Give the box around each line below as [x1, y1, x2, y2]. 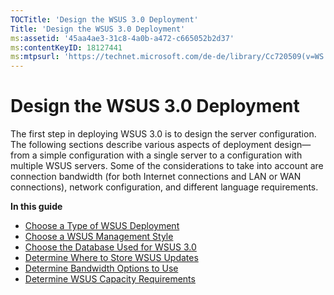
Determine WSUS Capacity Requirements [24, 273, 196, 285]
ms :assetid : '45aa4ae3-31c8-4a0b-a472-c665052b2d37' [10, 33, 235, 43]
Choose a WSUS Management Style [24, 231, 174, 243]
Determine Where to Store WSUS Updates [24, 252, 199, 264]
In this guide [10, 201, 63, 213]
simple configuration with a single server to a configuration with [39, 149, 303, 161]
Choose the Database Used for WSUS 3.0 [24, 241, 197, 253]
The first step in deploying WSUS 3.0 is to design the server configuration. [10, 128, 317, 140]
